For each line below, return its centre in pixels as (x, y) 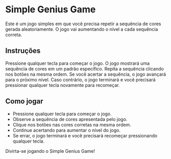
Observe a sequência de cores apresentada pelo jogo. (70, 119)
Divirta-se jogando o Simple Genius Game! (50, 151)
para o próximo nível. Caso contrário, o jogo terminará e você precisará (81, 79)
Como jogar (24, 101)
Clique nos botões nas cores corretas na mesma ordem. (72, 125)
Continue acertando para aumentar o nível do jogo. (67, 130)
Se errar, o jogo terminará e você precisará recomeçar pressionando (85, 135)
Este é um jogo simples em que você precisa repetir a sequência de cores (83, 24)
